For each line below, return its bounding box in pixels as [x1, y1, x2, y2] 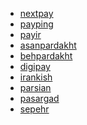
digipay [19, 61, 51, 72]
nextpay [19, 8, 54, 19]
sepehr [19, 103, 50, 115]
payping [19, 18, 54, 30]
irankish [19, 71, 53, 83]
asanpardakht [19, 39, 77, 51]
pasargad [19, 93, 60, 104]
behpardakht [19, 50, 73, 62]
